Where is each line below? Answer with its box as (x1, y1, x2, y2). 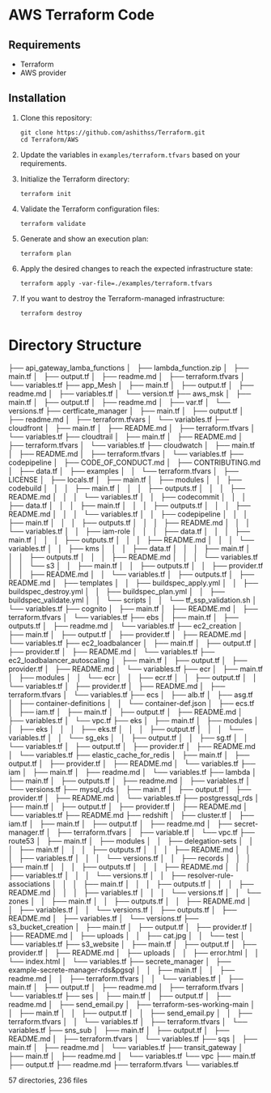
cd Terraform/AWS (19, 135, 79, 143)
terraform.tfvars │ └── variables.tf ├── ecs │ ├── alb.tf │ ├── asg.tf (8, 690, 253, 700)
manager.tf (8, 827, 44, 837)
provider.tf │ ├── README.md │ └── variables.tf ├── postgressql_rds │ (8, 793, 260, 802)
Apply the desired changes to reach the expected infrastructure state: (19, 263, 253, 273)
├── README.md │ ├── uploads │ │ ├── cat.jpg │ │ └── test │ (8, 930, 245, 940)
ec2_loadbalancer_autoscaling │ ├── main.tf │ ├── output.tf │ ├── (8, 655, 248, 665)
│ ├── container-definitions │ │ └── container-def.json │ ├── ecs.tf (8, 698, 255, 708)
